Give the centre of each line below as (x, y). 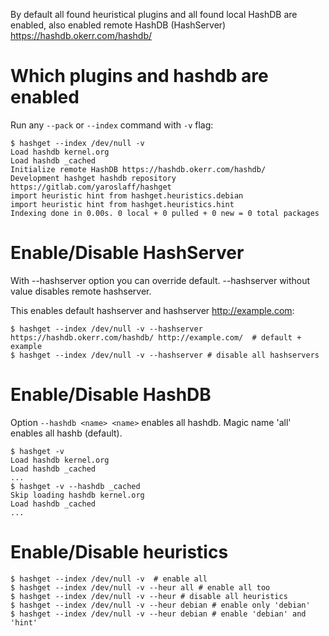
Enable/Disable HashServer (127, 253)
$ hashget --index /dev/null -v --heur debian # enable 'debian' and (158, 614)
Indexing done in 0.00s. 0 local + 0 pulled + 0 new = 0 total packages (165, 213)
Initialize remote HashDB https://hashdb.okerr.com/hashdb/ (138, 169)
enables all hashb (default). (66, 433)
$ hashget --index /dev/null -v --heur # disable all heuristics (149, 596)
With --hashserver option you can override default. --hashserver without (160, 280)
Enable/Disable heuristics (119, 552)
